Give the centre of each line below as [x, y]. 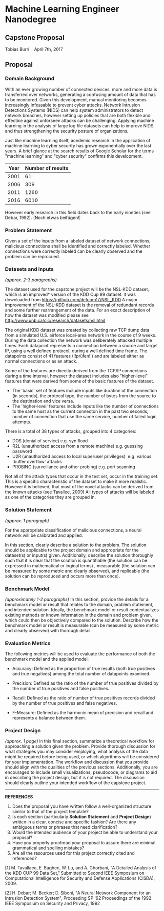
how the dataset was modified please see [47, 315]
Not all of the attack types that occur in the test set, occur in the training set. [82, 477]
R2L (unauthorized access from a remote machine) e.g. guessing [77, 446]
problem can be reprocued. [32, 256]
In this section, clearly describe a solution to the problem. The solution [76, 545]
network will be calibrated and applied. [44, 535]
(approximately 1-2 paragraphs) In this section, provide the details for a [77, 599]
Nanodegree [31, 19]
